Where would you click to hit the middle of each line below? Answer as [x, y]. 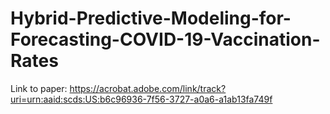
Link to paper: [39, 88]
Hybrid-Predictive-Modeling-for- [151, 18]
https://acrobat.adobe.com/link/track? [148, 88]
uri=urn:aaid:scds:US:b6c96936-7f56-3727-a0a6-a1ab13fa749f [141, 99]
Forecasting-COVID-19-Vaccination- [165, 39]
